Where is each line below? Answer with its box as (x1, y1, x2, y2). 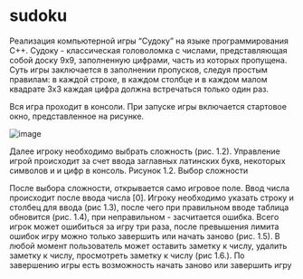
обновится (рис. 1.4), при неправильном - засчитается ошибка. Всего (9, 211, 279, 222)
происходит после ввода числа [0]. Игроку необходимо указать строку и (9, 192, 294, 203)
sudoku (9, 5, 68, 26)
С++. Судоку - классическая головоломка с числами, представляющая (9, 44, 288, 55)
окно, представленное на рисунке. (9, 111, 145, 121)
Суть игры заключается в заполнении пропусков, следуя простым (9, 64, 269, 75)
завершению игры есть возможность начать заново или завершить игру (9, 259, 292, 270)
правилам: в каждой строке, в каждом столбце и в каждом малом (9, 73, 269, 84)
